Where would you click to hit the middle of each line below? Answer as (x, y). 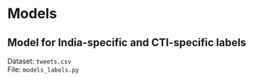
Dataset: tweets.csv (40, 61)
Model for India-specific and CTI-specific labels (127, 43)
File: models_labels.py (43, 70)
